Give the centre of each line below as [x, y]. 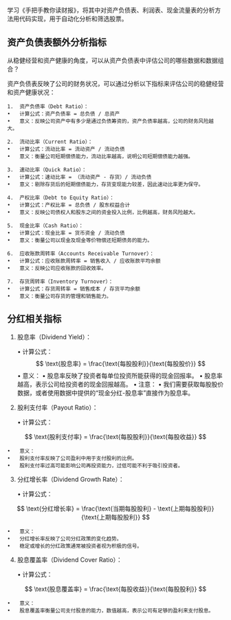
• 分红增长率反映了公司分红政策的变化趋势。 [65, 539]
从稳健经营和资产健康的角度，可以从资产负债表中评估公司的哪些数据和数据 [112, 60]
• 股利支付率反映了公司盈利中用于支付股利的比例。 [72, 458]
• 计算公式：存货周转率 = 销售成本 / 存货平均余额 [74, 289]
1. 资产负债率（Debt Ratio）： [48, 106]
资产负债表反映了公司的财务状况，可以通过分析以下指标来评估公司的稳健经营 [115, 83]
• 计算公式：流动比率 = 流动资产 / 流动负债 [66, 149]
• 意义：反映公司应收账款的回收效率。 [57, 268]
